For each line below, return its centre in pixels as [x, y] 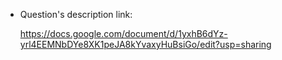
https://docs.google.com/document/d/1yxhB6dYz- [123, 33]
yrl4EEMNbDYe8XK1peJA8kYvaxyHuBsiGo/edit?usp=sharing [145, 44]
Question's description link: [76, 14]
